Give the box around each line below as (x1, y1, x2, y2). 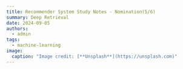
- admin (12, 31, 32, 37)
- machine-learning (12, 43, 61, 49)
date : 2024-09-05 (6, 20, 50, 26)
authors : (6, 25, 28, 32)
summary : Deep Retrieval (6, 14, 69, 20)
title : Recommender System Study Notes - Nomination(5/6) (6, 8, 156, 15)
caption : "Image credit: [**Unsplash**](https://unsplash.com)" (12, 53, 178, 59)
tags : (6, 37, 20, 43)
